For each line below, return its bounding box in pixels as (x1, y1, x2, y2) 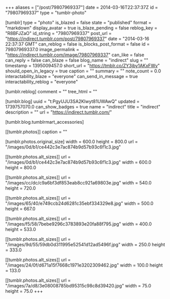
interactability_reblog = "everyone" (5, 79, 78, 85)
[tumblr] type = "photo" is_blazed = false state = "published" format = (5, 20, 152, 25)
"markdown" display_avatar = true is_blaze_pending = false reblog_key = (5, 25, 157, 31)
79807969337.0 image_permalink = (5, 47, 80, 52)
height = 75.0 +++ (5, 288, 43, 294)
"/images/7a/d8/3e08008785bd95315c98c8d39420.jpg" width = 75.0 (5, 283, 151, 288)
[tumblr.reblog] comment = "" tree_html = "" (5, 89, 97, 94)
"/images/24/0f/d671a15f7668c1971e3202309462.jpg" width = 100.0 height (5, 262, 163, 268)
